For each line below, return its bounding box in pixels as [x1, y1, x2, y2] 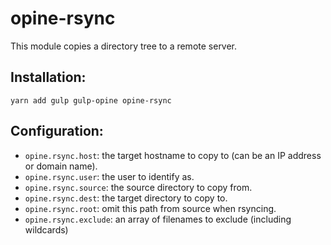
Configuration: [10, 123, 104, 140]
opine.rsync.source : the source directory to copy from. [24, 181, 253, 193]
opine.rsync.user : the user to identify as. [24, 170, 195, 182]
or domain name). [24, 160, 98, 172]
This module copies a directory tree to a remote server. [10, 40, 238, 52]
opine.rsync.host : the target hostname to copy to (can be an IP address [24, 149, 322, 161]
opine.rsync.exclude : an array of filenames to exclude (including [24, 213, 292, 225]
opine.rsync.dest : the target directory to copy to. [24, 192, 228, 204]
